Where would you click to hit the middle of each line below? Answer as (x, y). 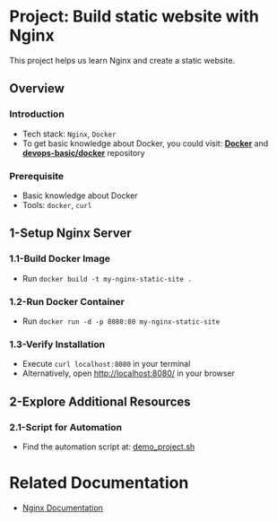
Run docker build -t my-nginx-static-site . (107, 278)
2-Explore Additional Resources (100, 401)
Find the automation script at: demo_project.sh (108, 447)
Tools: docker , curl (57, 204)
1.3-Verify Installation (57, 344)
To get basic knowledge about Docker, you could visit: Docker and (145, 143)
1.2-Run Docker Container (67, 301)
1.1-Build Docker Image (60, 259)
